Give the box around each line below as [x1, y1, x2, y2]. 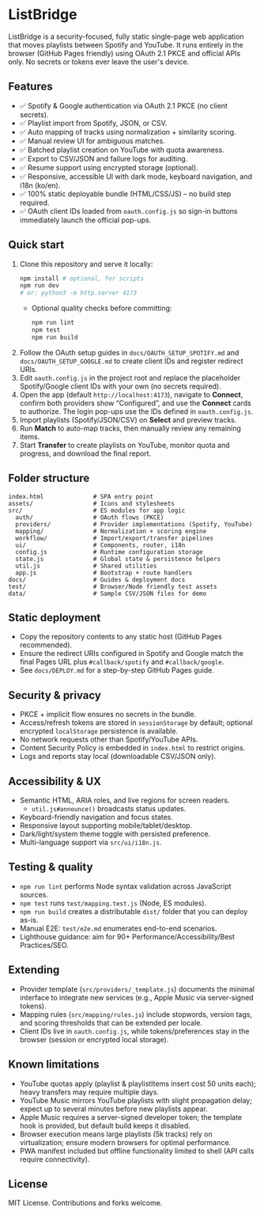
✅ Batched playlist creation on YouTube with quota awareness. [19, 145, 224, 154]
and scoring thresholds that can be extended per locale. [19, 1018, 203, 1027]
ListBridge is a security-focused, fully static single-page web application [8, 32, 244, 41]
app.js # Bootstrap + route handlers [15, 568, 193, 577]
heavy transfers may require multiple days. [19, 1087, 160, 1097]
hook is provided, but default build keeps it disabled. [19, 1121, 191, 1130]
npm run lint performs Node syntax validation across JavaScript [19, 881, 232, 891]
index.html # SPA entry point [8, 492, 154, 500]
